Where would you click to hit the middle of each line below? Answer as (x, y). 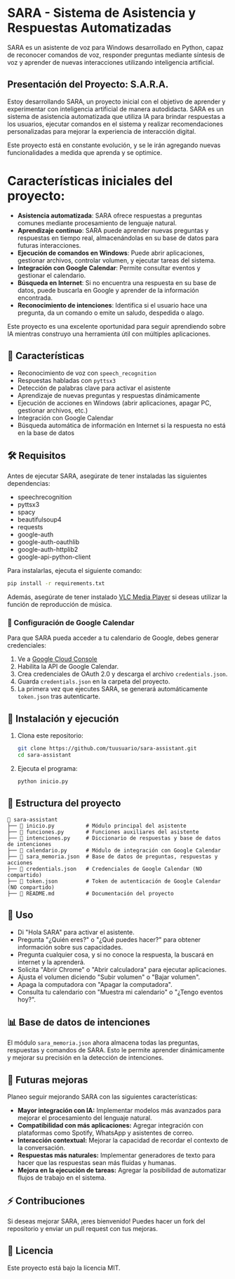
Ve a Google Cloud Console (57, 659)
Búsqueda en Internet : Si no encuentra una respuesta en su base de (117, 282)
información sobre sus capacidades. (70, 947)
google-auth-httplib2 (48, 550)
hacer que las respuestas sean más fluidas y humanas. (97, 1163)
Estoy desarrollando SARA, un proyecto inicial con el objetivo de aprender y (116, 101)
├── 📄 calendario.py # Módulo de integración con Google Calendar (114, 850)
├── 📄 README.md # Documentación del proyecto (90, 893)
